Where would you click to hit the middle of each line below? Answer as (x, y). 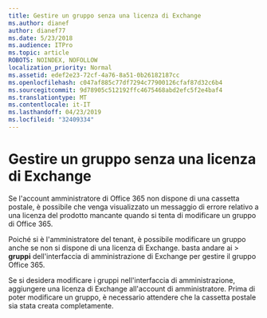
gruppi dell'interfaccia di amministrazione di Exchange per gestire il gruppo (132, 256)
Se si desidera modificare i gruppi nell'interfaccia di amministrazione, (122, 280)
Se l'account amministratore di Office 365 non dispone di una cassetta (124, 198)
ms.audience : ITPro (41, 46)
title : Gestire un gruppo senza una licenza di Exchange (105, 16)
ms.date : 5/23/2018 (41, 38)
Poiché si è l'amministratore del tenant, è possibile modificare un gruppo (127, 239)
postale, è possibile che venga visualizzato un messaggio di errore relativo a (133, 207)
